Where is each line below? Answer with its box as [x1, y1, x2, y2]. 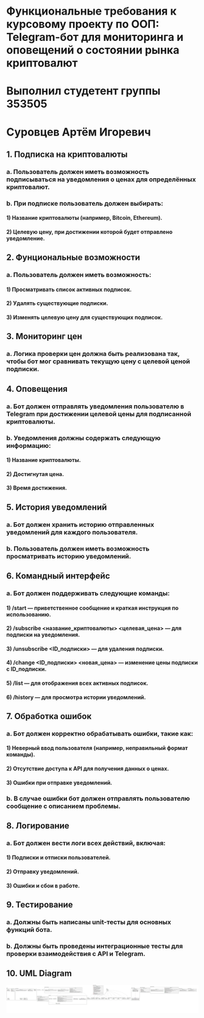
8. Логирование [6, 820, 69, 831]
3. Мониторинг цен [6, 331, 82, 342]
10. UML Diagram [6, 969, 72, 979]
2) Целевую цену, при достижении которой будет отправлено [6, 228, 173, 236]
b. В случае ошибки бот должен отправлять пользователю [6, 794, 191, 803]
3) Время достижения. [6, 484, 67, 492]
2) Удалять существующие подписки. [6, 300, 108, 307]
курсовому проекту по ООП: [6, 17, 160, 31]
